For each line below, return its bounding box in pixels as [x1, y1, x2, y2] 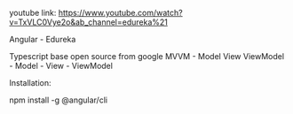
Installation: [9, 78, 51, 87]
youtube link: [9, 8, 57, 18]
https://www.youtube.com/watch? [58, 8, 184, 18]
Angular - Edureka [9, 34, 76, 44]
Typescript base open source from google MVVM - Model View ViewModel [9, 51, 285, 61]
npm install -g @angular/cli [9, 95, 108, 105]
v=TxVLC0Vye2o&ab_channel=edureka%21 [9, 17, 169, 27]
